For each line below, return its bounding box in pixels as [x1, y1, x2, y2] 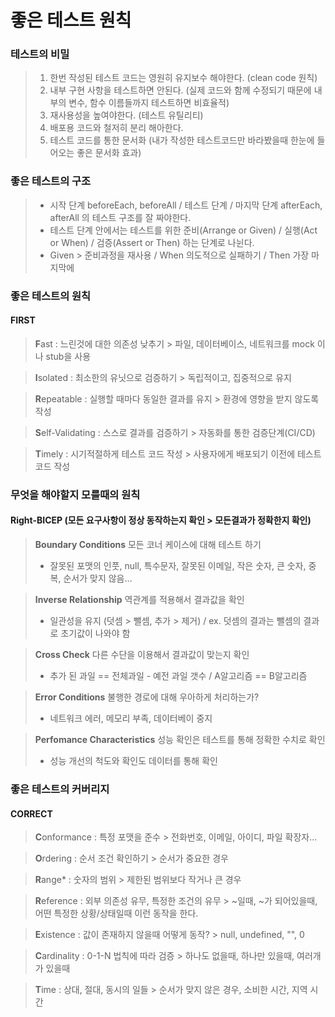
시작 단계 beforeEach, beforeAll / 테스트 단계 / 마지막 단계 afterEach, [49, 199, 323, 211]
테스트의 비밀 [10, 47, 70, 61]
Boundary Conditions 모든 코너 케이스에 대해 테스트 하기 [34, 539, 262, 551]
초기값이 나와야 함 [60, 627, 131, 640]
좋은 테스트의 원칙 [10, 289, 92, 303]
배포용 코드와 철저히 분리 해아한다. [49, 122, 184, 134]
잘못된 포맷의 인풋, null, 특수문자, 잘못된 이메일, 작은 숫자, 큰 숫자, [49, 560, 307, 572]
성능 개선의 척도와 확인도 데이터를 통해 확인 [49, 755, 218, 767]
